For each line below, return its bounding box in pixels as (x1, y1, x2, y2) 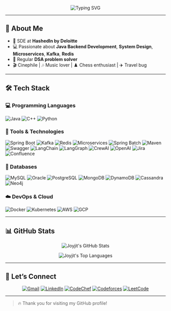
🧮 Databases (5, 163, 37, 170)
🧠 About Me (5, 24, 43, 33)
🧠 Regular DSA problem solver (12, 56, 78, 62)
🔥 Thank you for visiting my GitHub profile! (17, 300, 108, 306)
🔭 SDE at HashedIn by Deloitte (12, 38, 78, 44)
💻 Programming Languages (5, 102, 76, 109)
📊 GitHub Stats (5, 227, 55, 235)
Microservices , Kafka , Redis (12, 51, 74, 57)
